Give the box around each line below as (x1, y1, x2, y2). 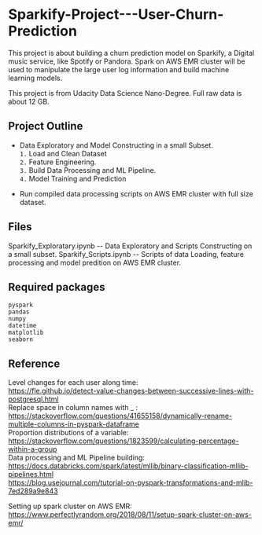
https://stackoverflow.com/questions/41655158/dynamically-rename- (8, 411, 233, 421)
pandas (8, 308, 30, 316)
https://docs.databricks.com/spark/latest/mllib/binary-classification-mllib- (8, 461, 249, 471)
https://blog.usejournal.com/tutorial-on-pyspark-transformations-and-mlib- (8, 478, 253, 488)
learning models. (8, 73, 63, 82)
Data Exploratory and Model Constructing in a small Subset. (19, 140, 214, 150)
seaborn (8, 335, 34, 343)
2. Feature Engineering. (19, 157, 97, 167)
